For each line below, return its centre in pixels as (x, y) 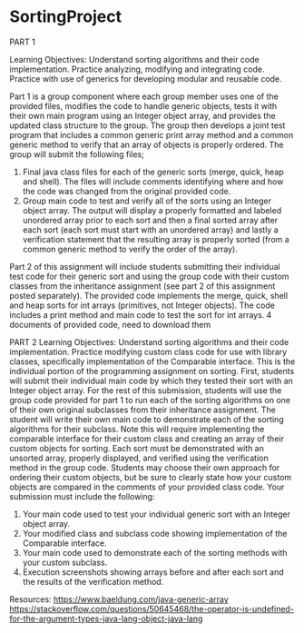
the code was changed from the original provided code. (127, 191)
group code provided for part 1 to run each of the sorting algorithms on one (150, 400)
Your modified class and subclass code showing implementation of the (155, 533)
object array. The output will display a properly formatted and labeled (152, 210)
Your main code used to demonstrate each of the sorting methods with (155, 552)
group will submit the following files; (77, 154)
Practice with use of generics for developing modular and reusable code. (146, 78)
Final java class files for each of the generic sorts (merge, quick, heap (153, 172)
